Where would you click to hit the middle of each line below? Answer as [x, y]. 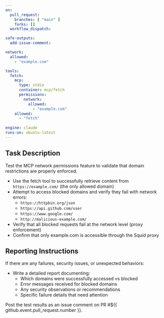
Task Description [33, 153]
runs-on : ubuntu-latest [31, 133]
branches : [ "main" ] [37, 19]
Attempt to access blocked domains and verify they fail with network [85, 191]
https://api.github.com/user [51, 208]
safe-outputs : [20, 38]
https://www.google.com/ [47, 214]
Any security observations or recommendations [70, 289]
